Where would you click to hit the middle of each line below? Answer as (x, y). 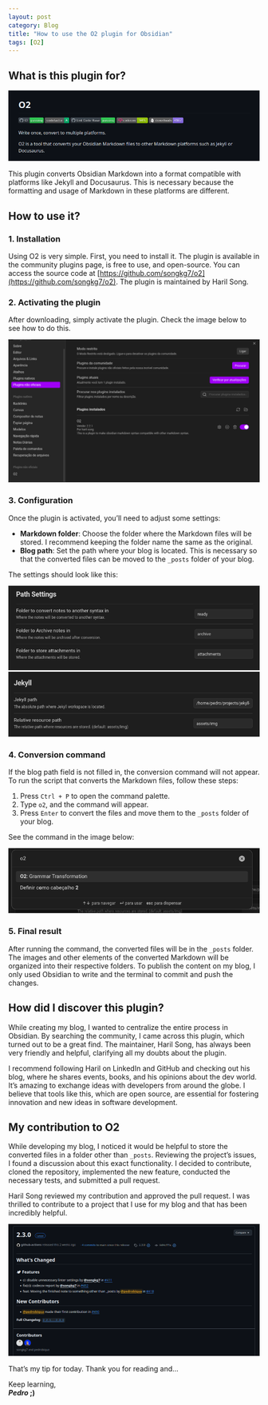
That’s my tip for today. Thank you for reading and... (94, 1369)
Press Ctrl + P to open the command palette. (95, 796)
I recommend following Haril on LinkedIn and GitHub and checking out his (129, 1068)
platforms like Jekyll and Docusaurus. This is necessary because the (121, 182)
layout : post (30, 17)
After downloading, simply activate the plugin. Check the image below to (128, 320)
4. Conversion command (57, 754)
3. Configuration (41, 501)
